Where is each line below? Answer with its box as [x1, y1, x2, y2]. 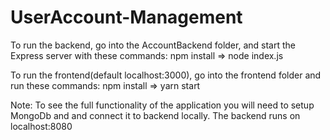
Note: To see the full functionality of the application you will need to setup [10, 99, 315, 111]
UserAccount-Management [10, 6, 243, 29]
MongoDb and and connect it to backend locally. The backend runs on [10, 109, 301, 121]
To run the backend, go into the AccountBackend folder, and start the [10, 39, 296, 51]
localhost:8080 [10, 120, 73, 132]
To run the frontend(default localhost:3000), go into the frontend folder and [10, 69, 322, 81]
